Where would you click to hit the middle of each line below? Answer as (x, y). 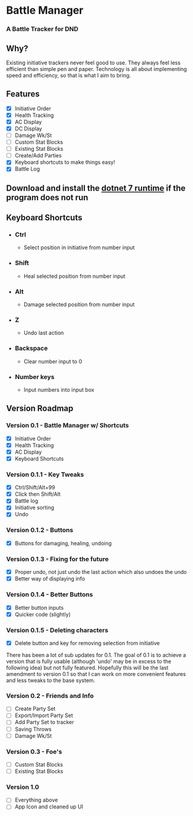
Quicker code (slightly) (43, 614)
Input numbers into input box (59, 390)
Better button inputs (39, 607)
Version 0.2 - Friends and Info (50, 696)
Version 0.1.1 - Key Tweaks (45, 474)
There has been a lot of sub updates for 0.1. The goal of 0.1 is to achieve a (96, 655)
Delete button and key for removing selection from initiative (87, 643)
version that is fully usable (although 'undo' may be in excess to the (89, 662)
